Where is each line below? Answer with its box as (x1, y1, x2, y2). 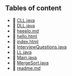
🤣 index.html (12, 38, 39, 44)
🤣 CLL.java (12, 17, 35, 23)
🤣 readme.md (12, 65, 41, 71)
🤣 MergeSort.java (12, 59, 49, 65)
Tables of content (5, 4, 62, 12)
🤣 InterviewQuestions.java (12, 43, 67, 49)
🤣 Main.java (12, 54, 37, 60)
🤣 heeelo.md (12, 27, 39, 34)
